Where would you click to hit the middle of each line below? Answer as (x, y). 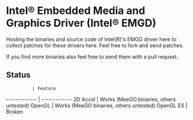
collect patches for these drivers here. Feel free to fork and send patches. (95, 45)
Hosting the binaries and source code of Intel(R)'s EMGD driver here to (91, 39)
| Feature (44, 89)
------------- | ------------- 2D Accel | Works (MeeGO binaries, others (91, 99)
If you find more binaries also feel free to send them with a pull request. (92, 57)
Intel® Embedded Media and (76, 11)
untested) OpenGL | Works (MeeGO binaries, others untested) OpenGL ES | (97, 105)
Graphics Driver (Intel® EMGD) (81, 23)
